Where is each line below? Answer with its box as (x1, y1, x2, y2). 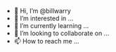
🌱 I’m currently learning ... (13, 22, 89, 30)
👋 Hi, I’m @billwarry (13, 7, 72, 15)
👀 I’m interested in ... (13, 14, 74, 22)
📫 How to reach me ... (13, 37, 79, 45)
